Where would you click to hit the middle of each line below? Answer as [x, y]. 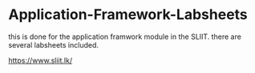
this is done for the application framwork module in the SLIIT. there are [125, 36]
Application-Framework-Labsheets [128, 15]
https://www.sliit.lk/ [40, 60]
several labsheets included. [53, 44]
